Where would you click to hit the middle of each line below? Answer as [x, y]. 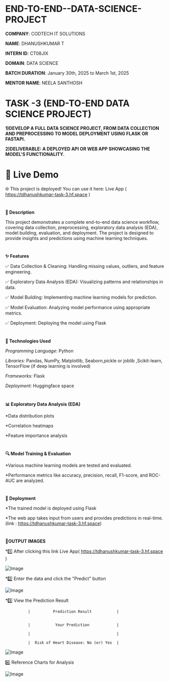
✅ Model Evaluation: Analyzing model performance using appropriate [78, 308]
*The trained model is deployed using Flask [51, 508]
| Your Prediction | [73, 625]
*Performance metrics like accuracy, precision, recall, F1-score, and [77, 475]
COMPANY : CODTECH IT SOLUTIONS [45, 33]
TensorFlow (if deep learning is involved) [48, 366]
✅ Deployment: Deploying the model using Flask [56, 323]
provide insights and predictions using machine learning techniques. [77, 238]
